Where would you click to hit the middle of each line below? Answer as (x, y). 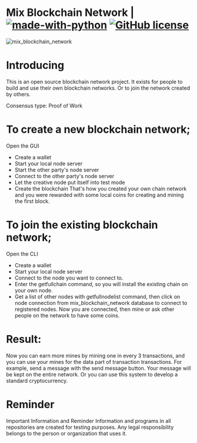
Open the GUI (23, 146)
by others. (19, 94)
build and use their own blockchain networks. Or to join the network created (98, 88)
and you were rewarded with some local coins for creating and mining (99, 195)
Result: (24, 339)
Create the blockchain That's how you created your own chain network (101, 188)
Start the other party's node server (57, 170)
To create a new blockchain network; (98, 129)
